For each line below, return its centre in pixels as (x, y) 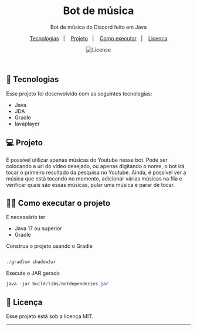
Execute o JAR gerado (33, 273)
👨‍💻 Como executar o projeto (58, 203)
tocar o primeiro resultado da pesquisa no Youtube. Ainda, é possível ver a (96, 172)
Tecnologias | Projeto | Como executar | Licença (98, 38)
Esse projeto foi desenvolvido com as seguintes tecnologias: (79, 93)
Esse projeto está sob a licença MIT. (50, 316)
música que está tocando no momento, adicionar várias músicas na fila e (94, 178)
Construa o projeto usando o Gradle (49, 246)
